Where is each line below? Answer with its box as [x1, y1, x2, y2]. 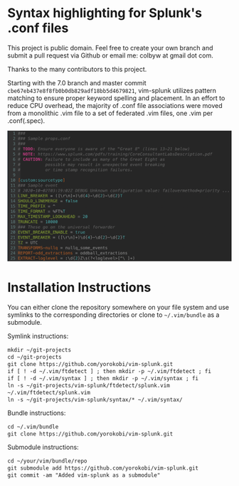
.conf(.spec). [7, 116, 46, 125]
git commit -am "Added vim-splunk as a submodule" [7, 471, 161, 479]
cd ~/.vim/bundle [7, 423, 59, 431]
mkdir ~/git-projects [7, 346, 72, 353]
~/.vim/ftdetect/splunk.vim [7, 389, 91, 396]
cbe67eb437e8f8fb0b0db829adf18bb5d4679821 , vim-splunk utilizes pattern [7, 86, 217, 94]
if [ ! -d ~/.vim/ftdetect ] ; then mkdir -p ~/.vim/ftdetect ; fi [7, 367, 212, 374]
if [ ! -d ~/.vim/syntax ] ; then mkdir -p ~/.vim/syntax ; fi [7, 374, 199, 382]
